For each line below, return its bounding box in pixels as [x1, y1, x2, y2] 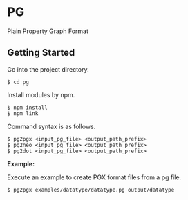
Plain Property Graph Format [7, 27, 88, 35]
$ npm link [7, 110, 39, 117]
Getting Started [7, 47, 75, 59]
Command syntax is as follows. [7, 122, 96, 130]
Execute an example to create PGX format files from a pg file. [7, 173, 182, 181]
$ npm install [7, 104, 48, 111]
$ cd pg [7, 79, 30, 86]
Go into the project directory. [7, 65, 90, 73]
